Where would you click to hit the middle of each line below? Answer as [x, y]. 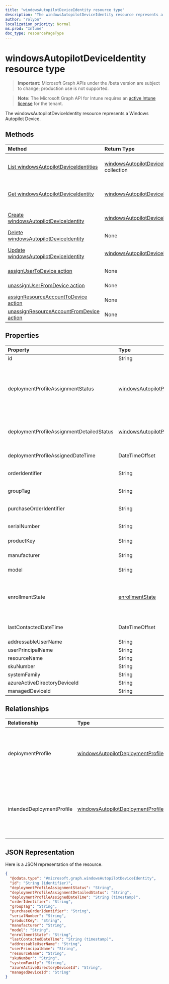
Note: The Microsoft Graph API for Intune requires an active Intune [87, 98]
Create [16, 215]
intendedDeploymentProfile [40, 809]
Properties [22, 335]
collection [116, 170]
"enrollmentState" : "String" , [41, 935]
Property [19, 350]
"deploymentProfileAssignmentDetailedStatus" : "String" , [71, 892]
